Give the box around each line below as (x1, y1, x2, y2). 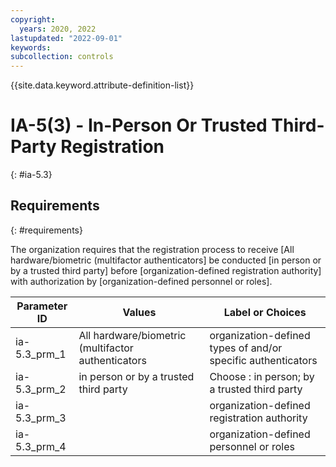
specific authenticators (209, 353, 318, 367)
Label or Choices (223, 305, 307, 319)
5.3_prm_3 (15, 411, 67, 425)
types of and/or (209, 341, 283, 355)
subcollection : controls (10, 52, 114, 62)
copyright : (10, 14, 56, 25)
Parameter (16, 299, 68, 313)
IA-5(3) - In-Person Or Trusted (10, 114, 268, 137)
